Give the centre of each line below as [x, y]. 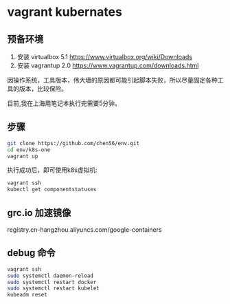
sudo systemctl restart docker [52, 282]
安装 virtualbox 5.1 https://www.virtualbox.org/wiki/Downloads [105, 57]
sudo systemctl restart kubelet [53, 289]
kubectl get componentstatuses [52, 190]
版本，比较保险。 [43, 89]
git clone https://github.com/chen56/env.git [73, 143]
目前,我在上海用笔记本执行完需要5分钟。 [64, 103]
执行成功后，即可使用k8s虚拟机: [52, 170]
